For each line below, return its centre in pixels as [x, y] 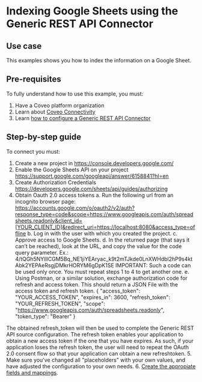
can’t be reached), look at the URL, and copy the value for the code [98, 246]
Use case [24, 46]
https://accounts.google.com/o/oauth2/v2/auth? [75, 208]
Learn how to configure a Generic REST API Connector [83, 118]
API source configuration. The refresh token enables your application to [95, 334]
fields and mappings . [32, 372]
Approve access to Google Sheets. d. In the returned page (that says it [102, 240]
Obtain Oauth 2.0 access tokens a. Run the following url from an [94, 195]
